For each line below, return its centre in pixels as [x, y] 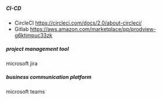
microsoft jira [22, 63]
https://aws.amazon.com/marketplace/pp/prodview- [93, 29]
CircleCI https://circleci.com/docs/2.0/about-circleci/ [78, 23]
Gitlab [22, 29]
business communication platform [49, 77]
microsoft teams [26, 91]
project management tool [37, 49]
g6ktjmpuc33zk [33, 35]
